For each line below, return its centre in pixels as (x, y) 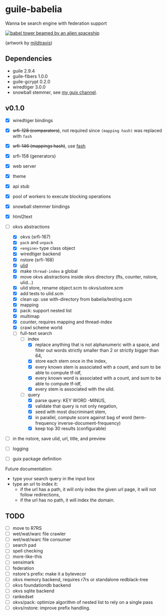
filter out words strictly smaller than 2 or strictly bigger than (97, 350)
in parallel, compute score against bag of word (83, 417)
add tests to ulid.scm (42, 293)
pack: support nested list (46, 311)
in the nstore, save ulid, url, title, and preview (59, 439)
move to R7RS (27, 528)
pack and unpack (37, 243)
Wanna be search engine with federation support (56, 23)
